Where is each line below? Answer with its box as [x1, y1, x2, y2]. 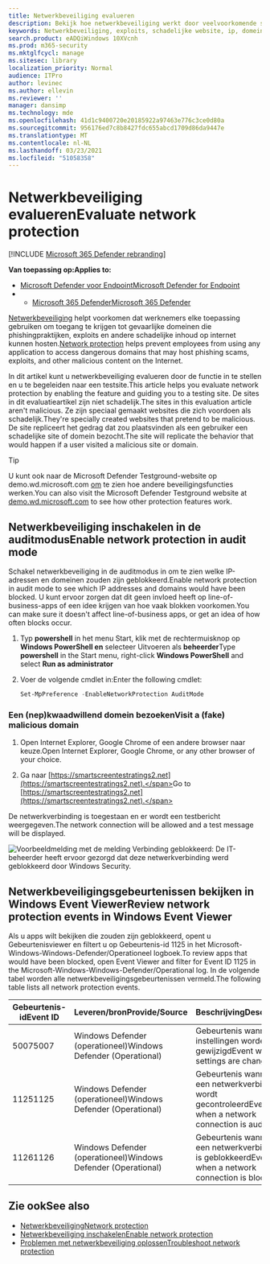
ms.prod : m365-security [8, 42, 88, 50]
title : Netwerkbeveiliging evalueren [8, 11, 135, 20]
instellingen [195, 1035, 239, 1046]
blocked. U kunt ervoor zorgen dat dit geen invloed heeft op [8, 592, 207, 602]
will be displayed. [8, 829, 66, 838]
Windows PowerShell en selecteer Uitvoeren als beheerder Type [19, 642, 235, 652]
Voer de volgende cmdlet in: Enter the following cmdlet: [19, 675, 202, 684]
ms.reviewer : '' [8, 94, 63, 102]
